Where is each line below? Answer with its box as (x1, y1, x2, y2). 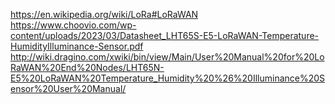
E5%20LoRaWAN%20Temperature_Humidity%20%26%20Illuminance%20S (10, 72, 326, 84)
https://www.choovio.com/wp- (10, 19, 137, 31)
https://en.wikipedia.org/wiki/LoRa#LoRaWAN (10, 9, 199, 20)
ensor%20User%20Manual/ (10, 83, 127, 94)
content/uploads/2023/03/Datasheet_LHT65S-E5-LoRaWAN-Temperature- (10, 30, 320, 41)
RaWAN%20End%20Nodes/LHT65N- (10, 62, 165, 73)
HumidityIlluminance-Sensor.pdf (10, 40, 144, 52)
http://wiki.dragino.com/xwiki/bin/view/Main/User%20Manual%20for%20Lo (10, 51, 325, 63)
